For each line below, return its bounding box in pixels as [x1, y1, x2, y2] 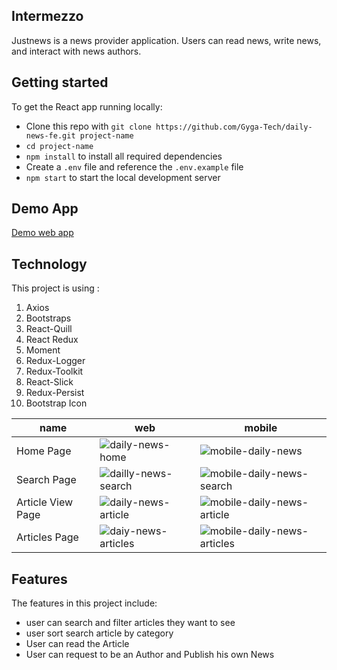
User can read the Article [25, 638, 130, 650]
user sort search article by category [25, 627, 174, 639]
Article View [16, 495, 74, 509]
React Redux [25, 334, 79, 346]
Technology [11, 255, 88, 273]
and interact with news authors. [11, 45, 142, 57]
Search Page [16, 473, 77, 487]
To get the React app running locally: [11, 100, 163, 113]
